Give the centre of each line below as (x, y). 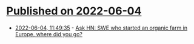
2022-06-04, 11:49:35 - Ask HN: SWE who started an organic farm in (101, 28)
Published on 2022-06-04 (74, 11)
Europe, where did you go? (49, 34)
